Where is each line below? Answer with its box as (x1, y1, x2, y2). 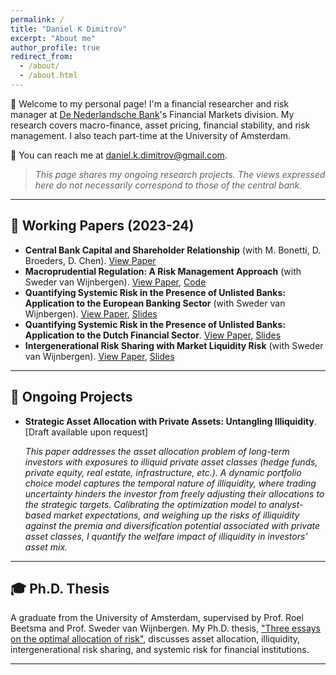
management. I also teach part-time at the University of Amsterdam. (10, 129, 291, 141)
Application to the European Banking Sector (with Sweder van (24, 297, 286, 309)
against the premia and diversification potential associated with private (24, 519, 321, 531)
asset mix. (24, 541, 68, 553)
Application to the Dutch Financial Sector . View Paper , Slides (24, 329, 282, 341)
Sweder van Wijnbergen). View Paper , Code (24, 276, 207, 288)
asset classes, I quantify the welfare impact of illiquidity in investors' (24, 530, 308, 542)
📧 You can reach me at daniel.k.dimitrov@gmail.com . (10, 149, 228, 161)
